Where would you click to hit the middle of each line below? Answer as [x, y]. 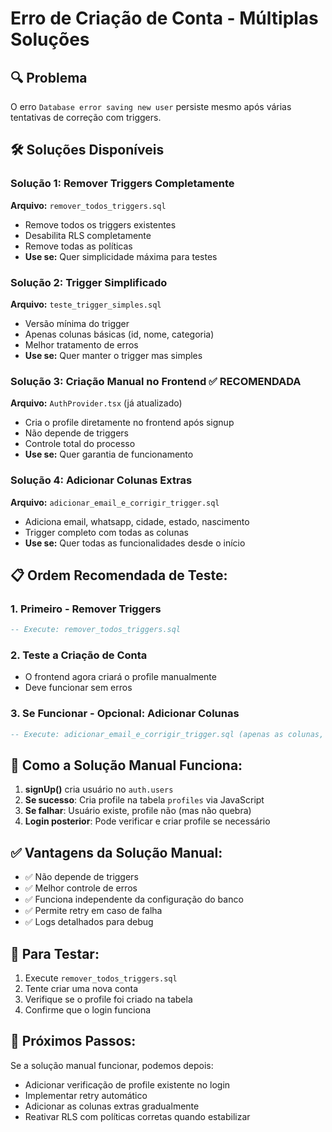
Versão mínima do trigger [77, 323]
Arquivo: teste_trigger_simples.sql [86, 304]
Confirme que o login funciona [88, 1010]
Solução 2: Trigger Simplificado [89, 282]
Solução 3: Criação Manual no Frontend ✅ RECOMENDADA [156, 381]
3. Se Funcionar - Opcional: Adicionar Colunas [125, 714]
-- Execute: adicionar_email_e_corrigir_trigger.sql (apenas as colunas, [167, 734]
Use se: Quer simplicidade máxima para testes [121, 256]
